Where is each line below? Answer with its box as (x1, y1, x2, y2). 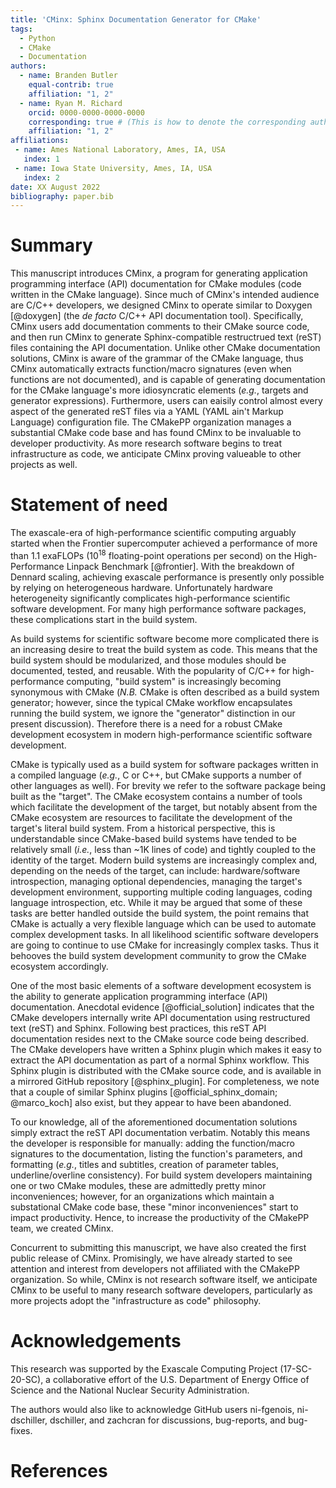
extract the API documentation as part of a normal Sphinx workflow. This (10, 1054, 310, 1066)
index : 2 (23, 172, 60, 183)
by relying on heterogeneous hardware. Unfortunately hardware (10, 581, 273, 593)
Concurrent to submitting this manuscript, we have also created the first (10, 1241, 307, 1253)
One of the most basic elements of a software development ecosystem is (10, 979, 312, 991)
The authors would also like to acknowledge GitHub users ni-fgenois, (10, 1403, 295, 1415)
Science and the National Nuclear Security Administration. (10, 1384, 250, 1396)
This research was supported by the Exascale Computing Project (10, 1362, 278, 1375)
